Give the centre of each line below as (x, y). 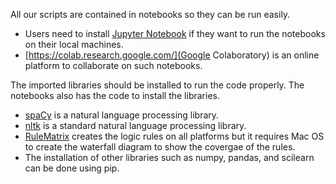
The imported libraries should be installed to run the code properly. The (157, 85)
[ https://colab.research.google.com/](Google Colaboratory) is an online (172, 55)
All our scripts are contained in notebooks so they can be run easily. (150, 14)
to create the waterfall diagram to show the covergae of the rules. (160, 147)
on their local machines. (74, 44)
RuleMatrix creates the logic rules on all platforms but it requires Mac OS (174, 136)
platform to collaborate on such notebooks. (113, 65)
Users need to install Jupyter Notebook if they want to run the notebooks (175, 33)
